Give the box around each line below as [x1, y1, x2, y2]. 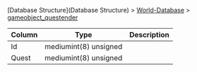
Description [129, 30, 169, 39]
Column [11, 30, 38, 39]
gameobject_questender [7, 13, 78, 22]
